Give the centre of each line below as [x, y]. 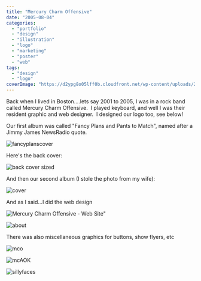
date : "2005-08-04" [31, 17]
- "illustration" [33, 40]
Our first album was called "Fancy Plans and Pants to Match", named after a [100, 126]
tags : [13, 68]
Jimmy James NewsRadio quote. [47, 132]
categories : [21, 23]
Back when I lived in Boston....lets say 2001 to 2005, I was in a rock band [96, 101]
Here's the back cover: [34, 156]
